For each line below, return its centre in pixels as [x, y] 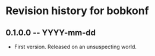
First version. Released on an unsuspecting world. [75, 47]
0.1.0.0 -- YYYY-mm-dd [51, 33]
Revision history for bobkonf [77, 11]
